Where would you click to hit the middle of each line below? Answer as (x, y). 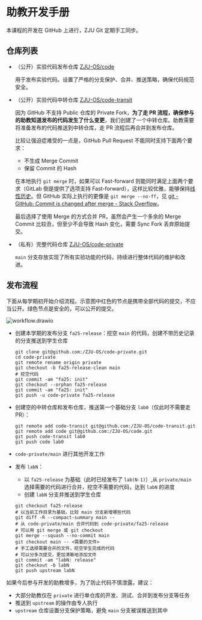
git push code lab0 (39, 442)
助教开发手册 (38, 12)
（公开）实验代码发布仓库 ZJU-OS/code (65, 66)
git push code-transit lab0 (50, 436)
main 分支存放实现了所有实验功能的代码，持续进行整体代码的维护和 (97, 257)
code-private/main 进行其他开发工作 (60, 454)
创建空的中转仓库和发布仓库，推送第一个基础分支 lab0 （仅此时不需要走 (103, 407)
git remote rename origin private (58, 362)
